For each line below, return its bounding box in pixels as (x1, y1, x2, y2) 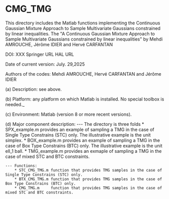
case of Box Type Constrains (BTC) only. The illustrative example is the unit (5, 143, 162, 149)
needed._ (5, 101, 25, 107)
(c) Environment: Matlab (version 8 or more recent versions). (5, 111, 132, 117)
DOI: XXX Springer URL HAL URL (5, 51, 75, 57)
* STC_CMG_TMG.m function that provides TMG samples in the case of (14, 168, 162, 173)
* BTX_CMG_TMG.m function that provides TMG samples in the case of (14, 176, 162, 182)
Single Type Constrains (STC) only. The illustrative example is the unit (5, 131, 151, 138)
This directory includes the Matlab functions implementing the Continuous (5, 20, 160, 26)
